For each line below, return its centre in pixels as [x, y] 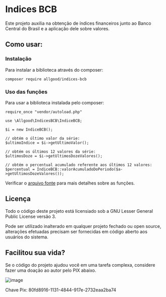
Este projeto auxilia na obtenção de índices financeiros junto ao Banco [78, 23]
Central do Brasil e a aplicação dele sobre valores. [58, 28]
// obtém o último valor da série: [43, 138]
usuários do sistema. [27, 237]
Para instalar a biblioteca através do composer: [54, 70]
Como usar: [24, 45]
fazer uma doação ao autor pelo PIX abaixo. [51, 270]
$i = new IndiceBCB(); [29, 130]
